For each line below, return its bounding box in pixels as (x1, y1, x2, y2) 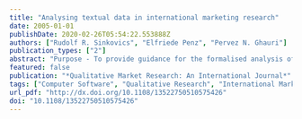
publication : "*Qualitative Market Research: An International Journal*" (9, 72, 292, 81)
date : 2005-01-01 (9, 21, 75, 30)
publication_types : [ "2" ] (9, 47, 106, 55)
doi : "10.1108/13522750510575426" (9, 96, 139, 106)
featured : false (9, 64, 70, 72)
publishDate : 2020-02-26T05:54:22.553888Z (9, 30, 171, 38)
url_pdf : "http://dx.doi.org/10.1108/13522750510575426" (9, 88, 227, 97)
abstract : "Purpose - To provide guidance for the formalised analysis (9, 55, 283, 64)
